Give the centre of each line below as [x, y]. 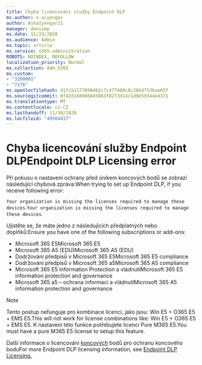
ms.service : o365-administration [48, 51]
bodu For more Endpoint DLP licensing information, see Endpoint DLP [92, 349]
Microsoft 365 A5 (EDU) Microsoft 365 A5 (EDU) [74, 250]
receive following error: [35, 191]
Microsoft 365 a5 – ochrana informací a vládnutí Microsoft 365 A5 [96, 282]
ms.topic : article [29, 46]
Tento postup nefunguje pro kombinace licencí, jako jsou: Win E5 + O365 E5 [101, 312]
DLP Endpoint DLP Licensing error [91, 161]
